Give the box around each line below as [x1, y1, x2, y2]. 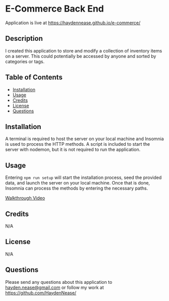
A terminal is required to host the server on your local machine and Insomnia [5, 136, 164, 142]
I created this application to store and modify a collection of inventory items [5, 47, 162, 53]
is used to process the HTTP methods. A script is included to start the [5, 141, 150, 147]
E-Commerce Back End [5, 3, 104, 15]
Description [5, 34, 43, 43]
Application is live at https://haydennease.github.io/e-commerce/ [5, 20, 141, 26]
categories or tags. [5, 58, 44, 65]
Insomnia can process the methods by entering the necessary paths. [5, 185, 148, 192]
